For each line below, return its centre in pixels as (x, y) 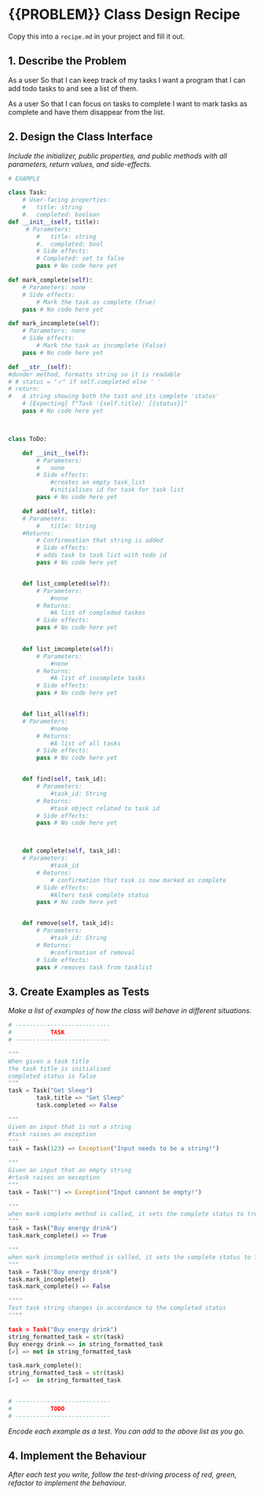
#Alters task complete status (99, 895)
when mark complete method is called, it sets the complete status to (126, 1214)
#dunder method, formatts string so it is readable (94, 374)
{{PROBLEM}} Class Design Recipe (125, 15)
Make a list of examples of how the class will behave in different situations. (130, 1011)
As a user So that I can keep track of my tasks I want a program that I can (127, 80)
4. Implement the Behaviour (77, 1456)
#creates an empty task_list (98, 483)
